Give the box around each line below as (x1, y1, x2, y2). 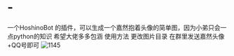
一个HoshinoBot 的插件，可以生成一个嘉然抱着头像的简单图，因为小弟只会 (7, 23, 221, 31)
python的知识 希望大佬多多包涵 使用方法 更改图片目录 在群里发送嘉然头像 (13, 31, 225, 41)
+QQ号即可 (7, 41, 40, 49)
